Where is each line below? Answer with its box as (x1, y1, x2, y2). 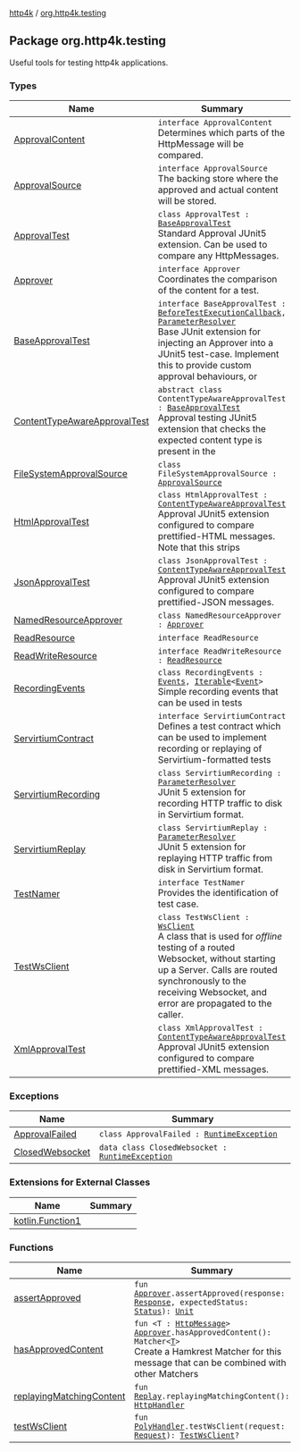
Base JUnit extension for (157, 325, 262, 338)
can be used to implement (157, 731, 267, 744)
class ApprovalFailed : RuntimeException (98, 1129, 279, 1139)
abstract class (157, 384, 222, 395)
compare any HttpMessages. (157, 249, 279, 262)
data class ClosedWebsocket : (98, 1143, 228, 1152)
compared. (157, 149, 204, 162)
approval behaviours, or (157, 370, 257, 383)
